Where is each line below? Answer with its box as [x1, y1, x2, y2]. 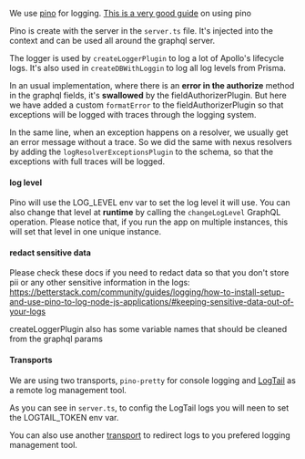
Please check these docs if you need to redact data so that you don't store [9, 267, 290, 278]
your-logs [9, 306, 46, 318]
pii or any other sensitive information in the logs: [9, 277, 190, 288]
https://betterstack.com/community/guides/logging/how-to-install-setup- [9, 287, 285, 297]
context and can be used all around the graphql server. [9, 36, 216, 46]
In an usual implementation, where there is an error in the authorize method [9, 80, 295, 90]
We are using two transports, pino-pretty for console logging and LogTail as [9, 374, 296, 386]
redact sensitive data [9, 246, 91, 258]
